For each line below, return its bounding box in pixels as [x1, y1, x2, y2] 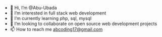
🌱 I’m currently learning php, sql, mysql [10, 15, 92, 21]
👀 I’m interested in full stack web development [10, 10, 106, 16]
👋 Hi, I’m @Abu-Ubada [10, 5, 57, 10]
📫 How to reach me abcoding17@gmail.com [10, 26, 103, 32]
